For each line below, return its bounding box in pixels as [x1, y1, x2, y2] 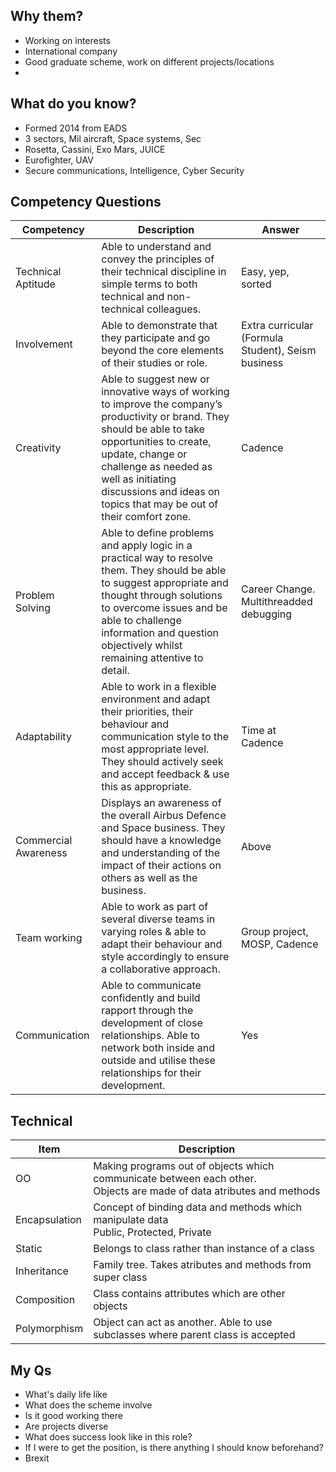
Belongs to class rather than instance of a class [93, 1242, 315, 1256]
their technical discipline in [101, 265, 227, 279]
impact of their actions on [101, 859, 222, 873]
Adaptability [15, 730, 72, 744]
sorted [240, 277, 272, 291]
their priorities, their [101, 705, 194, 719]
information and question [101, 626, 220, 640]
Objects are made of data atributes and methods [93, 1184, 321, 1198]
